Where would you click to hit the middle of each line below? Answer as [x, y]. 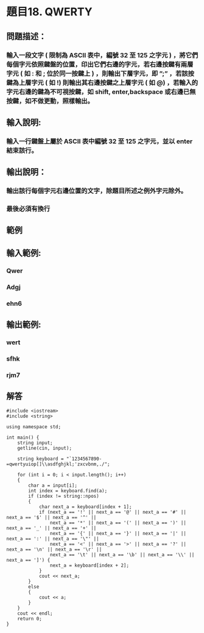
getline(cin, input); [44, 448]
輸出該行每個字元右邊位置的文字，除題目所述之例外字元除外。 [97, 191]
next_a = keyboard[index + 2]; [90, 565]
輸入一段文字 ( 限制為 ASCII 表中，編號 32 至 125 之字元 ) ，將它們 [102, 55]
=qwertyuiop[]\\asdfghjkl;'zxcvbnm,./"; [58, 464]
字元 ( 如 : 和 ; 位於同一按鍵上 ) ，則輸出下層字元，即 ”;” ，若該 [97, 73]
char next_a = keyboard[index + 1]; [85, 507]
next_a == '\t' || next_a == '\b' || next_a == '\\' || [122, 554]
